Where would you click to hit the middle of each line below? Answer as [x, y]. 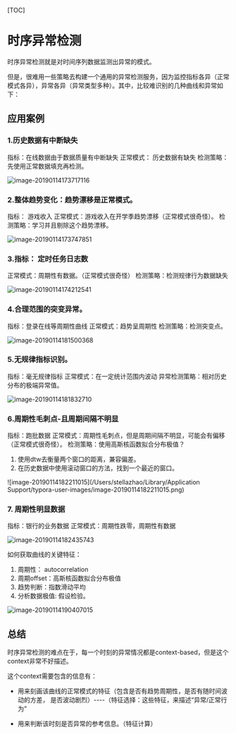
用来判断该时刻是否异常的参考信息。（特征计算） [87, 724]
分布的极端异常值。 [35, 385]
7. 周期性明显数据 [36, 509]
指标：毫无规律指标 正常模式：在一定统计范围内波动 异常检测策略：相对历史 [117, 376]
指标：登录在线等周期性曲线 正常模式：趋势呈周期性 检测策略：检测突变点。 [117, 326]
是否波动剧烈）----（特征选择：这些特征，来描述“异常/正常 [136, 700]
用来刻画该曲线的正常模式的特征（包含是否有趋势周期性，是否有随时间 [119, 691]
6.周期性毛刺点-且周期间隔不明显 [63, 419]
